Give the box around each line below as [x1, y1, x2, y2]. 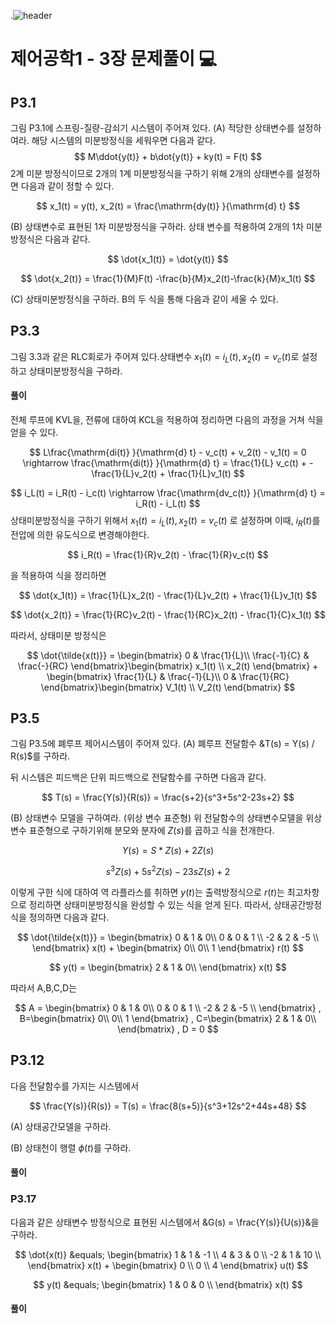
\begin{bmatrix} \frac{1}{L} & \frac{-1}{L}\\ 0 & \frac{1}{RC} [46, 670, 290, 682]
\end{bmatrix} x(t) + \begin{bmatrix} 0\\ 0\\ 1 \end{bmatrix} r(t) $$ [31, 942, 305, 954]
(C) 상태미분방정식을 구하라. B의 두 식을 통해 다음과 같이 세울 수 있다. [10, 293, 279, 305]
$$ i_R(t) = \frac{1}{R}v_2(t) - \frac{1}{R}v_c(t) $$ [67, 548, 269, 560]
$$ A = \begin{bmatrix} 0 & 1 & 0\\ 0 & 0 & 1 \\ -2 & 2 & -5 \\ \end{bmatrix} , [14, 1002, 322, 1014]
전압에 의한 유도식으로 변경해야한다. [10, 528, 150, 540]
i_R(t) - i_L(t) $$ [135, 497, 201, 509]
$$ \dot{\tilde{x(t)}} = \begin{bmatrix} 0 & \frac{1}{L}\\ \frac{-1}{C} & [26, 649, 310, 661]
